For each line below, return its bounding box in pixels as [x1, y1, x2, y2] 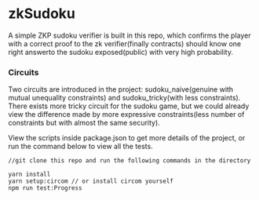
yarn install [8, 170, 51, 179]
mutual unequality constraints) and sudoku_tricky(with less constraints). [8, 93, 241, 103]
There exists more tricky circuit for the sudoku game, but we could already [8, 101, 250, 111]
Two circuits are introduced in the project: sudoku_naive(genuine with [8, 85, 234, 94]
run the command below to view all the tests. [8, 142, 153, 151]
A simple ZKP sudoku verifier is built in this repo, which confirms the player [8, 31, 251, 40]
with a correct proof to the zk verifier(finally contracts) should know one [8, 38, 242, 48]
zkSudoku [8, 5, 76, 23]
